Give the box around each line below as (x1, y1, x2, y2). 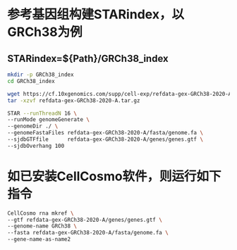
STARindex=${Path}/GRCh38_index (7, 52, 169, 64)
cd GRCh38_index (7, 77, 55, 85)
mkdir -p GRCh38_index (7, 71, 74, 78)
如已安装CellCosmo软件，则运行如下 (7, 168, 221, 184)
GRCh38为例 (7, 24, 83, 40)
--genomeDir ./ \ (7, 123, 59, 130)
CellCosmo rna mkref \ (7, 209, 74, 217)
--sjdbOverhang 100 (7, 142, 65, 149)
